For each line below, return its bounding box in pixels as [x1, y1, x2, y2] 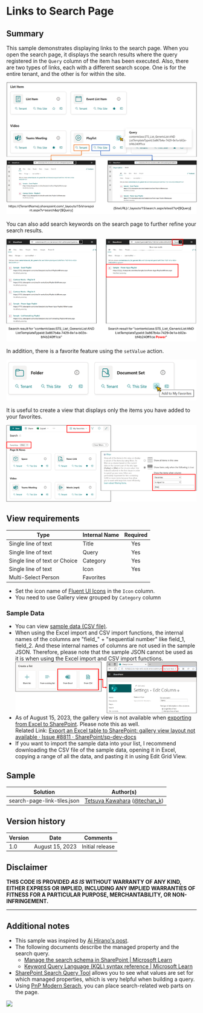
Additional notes [6, 921, 70, 931]
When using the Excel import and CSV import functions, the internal [14, 629, 184, 636]
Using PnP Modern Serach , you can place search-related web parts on [14, 981, 192, 989]
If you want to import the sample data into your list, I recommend [14, 740, 176, 747]
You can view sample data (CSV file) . [14, 623, 108, 630]
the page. [14, 988, 39, 995]
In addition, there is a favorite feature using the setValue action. [6, 348, 164, 355]
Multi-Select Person [8, 574, 59, 581]
